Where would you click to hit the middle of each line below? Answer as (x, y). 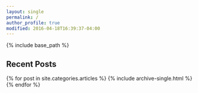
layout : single (25, 12)
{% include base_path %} (38, 45)
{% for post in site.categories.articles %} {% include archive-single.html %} (99, 79)
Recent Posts (31, 64)
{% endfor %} (23, 85)
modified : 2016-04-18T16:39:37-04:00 (53, 28)
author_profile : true (33, 23)
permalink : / (22, 17)
